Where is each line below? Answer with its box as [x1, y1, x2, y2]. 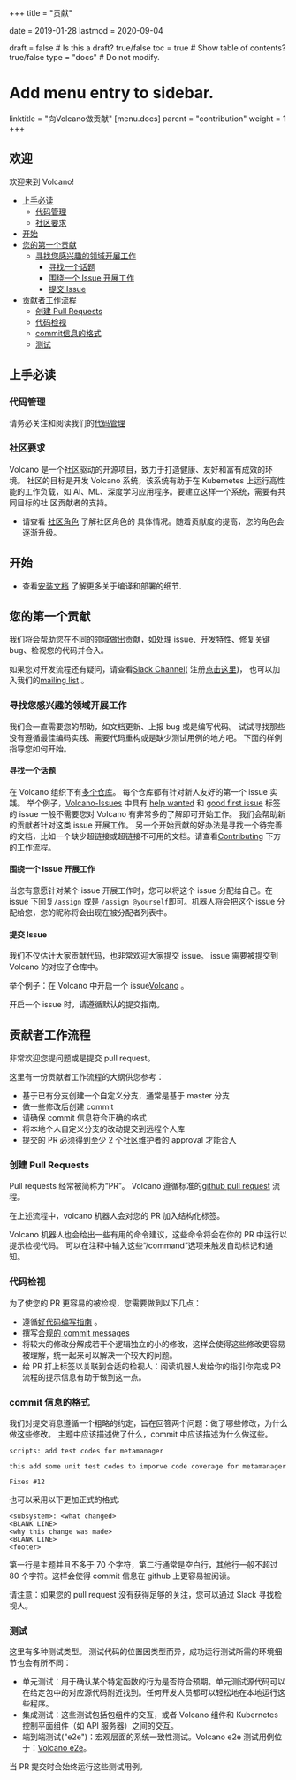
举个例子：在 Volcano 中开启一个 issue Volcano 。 [9, 981, 189, 991]
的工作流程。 [9, 842, 56, 852]
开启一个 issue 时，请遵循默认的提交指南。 [9, 999, 165, 1010]
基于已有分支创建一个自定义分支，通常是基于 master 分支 [21, 1090, 231, 1101]
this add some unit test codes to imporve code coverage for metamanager [9, 1461, 287, 1471]
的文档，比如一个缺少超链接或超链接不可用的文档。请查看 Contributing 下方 [9, 830, 281, 841]
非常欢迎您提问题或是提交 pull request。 [9, 1052, 156, 1064]
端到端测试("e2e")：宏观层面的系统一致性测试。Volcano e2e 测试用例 [21, 1731, 275, 1742]
